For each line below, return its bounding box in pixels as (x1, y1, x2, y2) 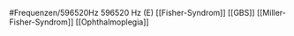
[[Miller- (256, 8, 287, 18)
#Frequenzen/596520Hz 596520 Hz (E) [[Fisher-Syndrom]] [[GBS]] (9, 8, 255, 18)
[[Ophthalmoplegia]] (75, 17, 149, 27)
